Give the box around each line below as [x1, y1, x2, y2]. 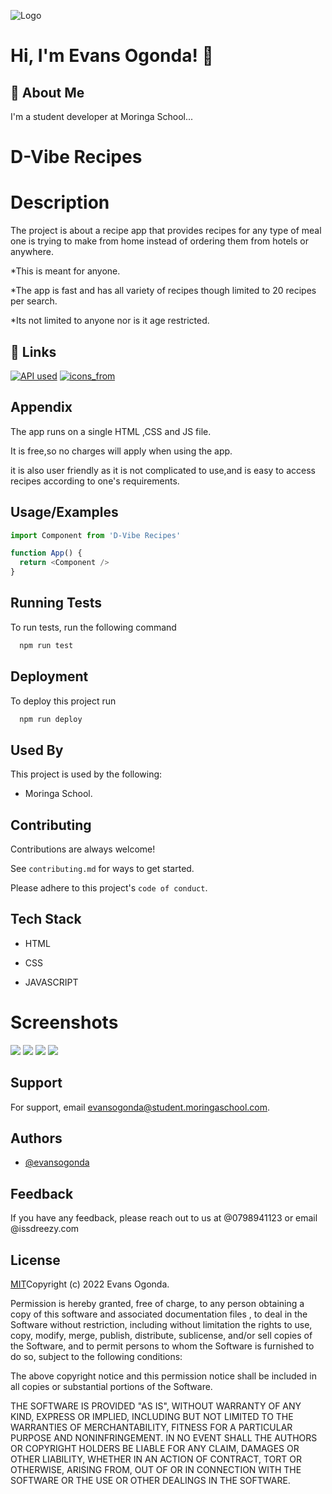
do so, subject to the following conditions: [10, 1351, 183, 1363]
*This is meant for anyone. [10, 265, 121, 277]
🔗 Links [10, 343, 57, 360]
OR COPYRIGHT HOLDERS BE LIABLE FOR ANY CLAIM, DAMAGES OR [10, 1443, 300, 1455]
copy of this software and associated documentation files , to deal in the [10, 1308, 308, 1320]
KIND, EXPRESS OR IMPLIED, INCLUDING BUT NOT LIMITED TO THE [10, 1411, 294, 1423]
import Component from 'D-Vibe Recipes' [10, 530, 182, 540]
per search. [10, 295, 58, 307]
